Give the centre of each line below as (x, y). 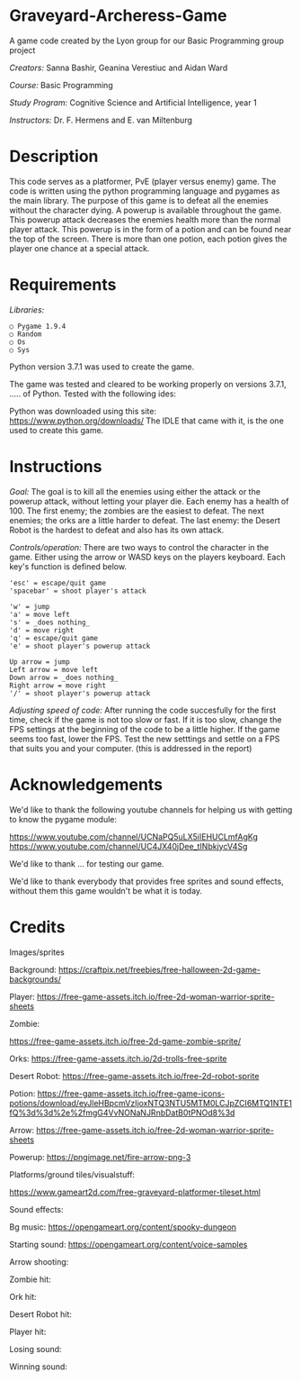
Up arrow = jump (40, 662)
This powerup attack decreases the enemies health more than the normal (145, 219)
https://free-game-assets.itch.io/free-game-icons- (131, 1093)
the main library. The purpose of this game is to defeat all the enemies (139, 200)
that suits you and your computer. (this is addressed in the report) (131, 748)
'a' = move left (40, 614)
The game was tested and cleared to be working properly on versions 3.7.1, (148, 384)
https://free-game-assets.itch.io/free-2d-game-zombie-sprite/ (125, 1040)
